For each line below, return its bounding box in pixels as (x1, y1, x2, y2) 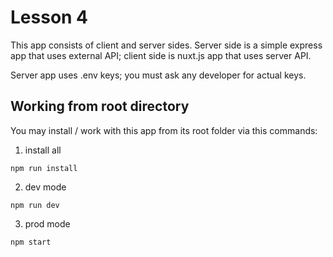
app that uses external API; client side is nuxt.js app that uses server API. (10, 49, 312, 61)
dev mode (24, 181, 67, 193)
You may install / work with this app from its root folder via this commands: (10, 124, 318, 136)
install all (24, 144, 62, 156)
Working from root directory (10, 98, 190, 115)
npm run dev (10, 200, 60, 210)
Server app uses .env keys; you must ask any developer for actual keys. (10, 69, 307, 81)
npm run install (10, 163, 78, 173)
